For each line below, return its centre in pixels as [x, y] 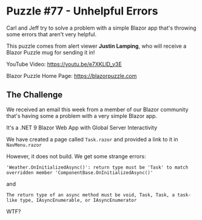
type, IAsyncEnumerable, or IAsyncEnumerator [78, 200]
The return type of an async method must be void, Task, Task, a [90, 195]
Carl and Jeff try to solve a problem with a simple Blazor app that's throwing [101, 28]
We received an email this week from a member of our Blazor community [97, 109]
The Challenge [35, 95]
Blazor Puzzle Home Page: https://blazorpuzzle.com [72, 76]
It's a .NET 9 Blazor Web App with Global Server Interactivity [82, 128]
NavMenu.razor [24, 145]
